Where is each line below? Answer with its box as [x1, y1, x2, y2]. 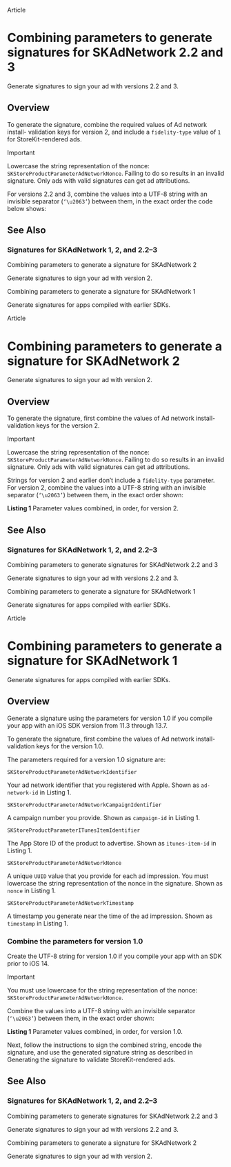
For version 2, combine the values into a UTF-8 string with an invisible [7, 483, 206, 492]
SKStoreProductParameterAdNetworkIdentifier [7, 768, 137, 775]
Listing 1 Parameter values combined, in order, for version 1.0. [7, 1027, 183, 1035]
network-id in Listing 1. [7, 788, 72, 796]
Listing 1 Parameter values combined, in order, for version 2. [7, 504, 179, 512]
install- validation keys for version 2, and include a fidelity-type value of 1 [7, 128, 221, 136]
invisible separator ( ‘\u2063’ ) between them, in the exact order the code [7, 197, 213, 206]
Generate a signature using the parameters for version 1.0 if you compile [7, 714, 212, 722]
